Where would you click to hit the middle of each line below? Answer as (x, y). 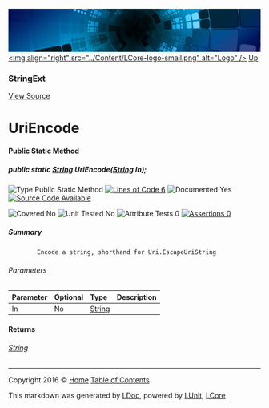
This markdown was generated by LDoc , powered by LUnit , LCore (117, 396)
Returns (22, 329)
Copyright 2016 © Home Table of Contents (79, 380)
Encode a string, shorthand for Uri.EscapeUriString (127, 252)
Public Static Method (44, 151)
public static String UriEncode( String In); (78, 169)
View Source (29, 96)
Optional (69, 297)
